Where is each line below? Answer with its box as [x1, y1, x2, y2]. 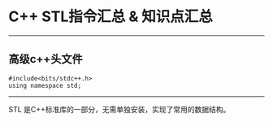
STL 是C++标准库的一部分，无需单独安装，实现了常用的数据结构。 [8, 104, 231, 114]
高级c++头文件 [8, 52, 83, 66]
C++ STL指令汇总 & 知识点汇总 [8, 7, 214, 26]
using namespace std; [8, 81, 82, 89]
